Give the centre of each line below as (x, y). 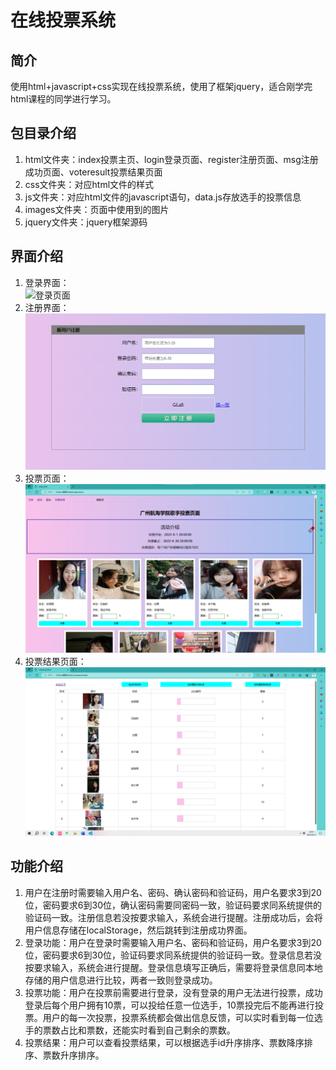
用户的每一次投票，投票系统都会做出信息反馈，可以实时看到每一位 (178, 1017)
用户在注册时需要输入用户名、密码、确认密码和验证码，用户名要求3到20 (173, 892)
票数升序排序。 (73, 1055)
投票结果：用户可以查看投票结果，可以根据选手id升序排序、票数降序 (164, 1042)
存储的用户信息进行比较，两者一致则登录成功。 (121, 980)
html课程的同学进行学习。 (63, 99)
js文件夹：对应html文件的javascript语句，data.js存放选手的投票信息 (163, 197)
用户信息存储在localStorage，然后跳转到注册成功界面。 (138, 930)
